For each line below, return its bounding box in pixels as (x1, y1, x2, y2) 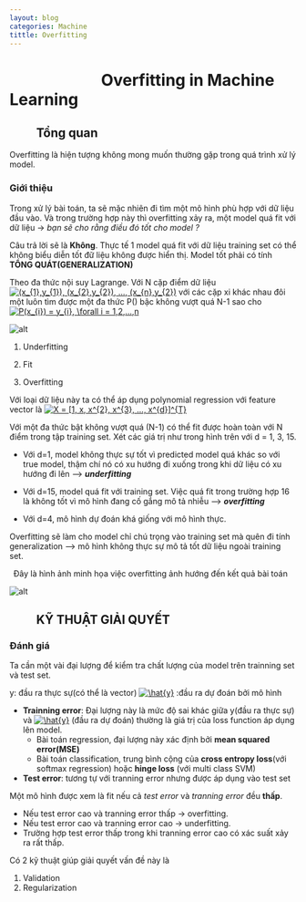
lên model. (22, 724, 63, 735)
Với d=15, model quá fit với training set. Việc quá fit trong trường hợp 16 (22, 485, 290, 497)
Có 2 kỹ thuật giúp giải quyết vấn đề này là (9, 855, 170, 866)
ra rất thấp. (22, 837, 65, 848)
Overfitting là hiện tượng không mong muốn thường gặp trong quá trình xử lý (9, 150, 296, 161)
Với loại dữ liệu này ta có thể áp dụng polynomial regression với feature (9, 394, 276, 405)
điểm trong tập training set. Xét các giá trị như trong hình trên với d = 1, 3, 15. (9, 430, 297, 442)
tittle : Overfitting (9, 30, 88, 39)
